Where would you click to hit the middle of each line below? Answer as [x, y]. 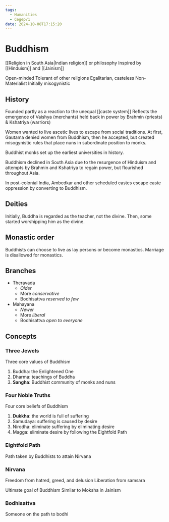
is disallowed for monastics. [34, 255]
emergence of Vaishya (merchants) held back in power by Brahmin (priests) [84, 117]
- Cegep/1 [20, 19]
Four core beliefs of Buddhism [37, 406]
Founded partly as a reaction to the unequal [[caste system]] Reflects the [81, 111]
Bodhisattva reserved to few [49, 299]
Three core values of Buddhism [38, 362]
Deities [17, 204]
